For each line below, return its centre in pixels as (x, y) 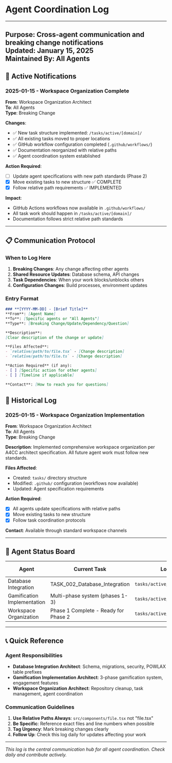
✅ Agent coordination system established (57, 156)
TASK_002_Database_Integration (90, 584)
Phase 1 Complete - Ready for (87, 611)
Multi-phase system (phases (85, 596)
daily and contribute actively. (36, 755)
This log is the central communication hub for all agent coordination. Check (85, 749)
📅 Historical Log (31, 400)
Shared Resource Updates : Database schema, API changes (76, 274)
